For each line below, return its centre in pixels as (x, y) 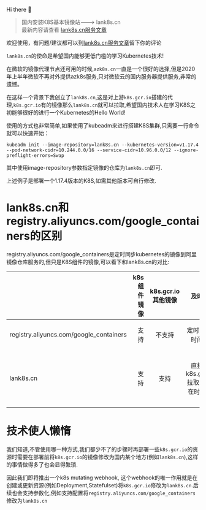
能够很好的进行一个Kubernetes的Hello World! (68, 112)
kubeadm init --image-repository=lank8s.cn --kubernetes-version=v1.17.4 (103, 145)
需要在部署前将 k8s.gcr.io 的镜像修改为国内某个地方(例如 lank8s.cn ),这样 (108, 457)
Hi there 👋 (19, 10)
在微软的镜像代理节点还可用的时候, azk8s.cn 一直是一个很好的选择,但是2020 (101, 69)
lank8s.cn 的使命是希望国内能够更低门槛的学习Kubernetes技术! (85, 56)
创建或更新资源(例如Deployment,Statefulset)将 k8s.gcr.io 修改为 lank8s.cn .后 (102, 485)
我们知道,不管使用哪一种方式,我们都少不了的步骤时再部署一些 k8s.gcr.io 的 (100, 449)
